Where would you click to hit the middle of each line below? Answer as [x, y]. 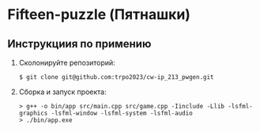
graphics [33, 113]
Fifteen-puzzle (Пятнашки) [99, 15]
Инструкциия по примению [79, 44]
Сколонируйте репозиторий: [67, 62]
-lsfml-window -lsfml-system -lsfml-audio [122, 113]
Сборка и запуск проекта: [63, 92]
